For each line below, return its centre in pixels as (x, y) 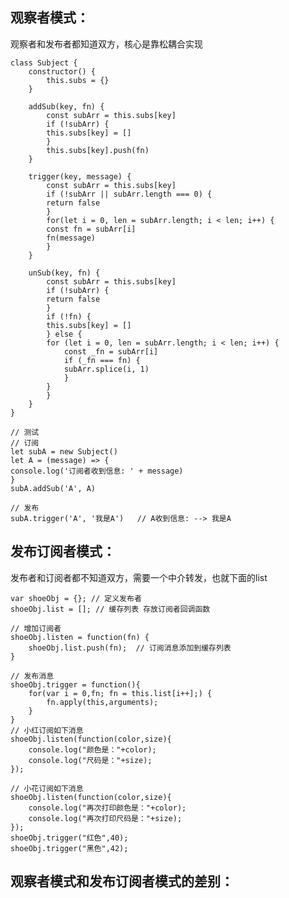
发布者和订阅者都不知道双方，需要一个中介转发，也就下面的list (139, 577)
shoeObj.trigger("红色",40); (69, 838)
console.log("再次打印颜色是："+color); (107, 808)
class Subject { (44, 63)
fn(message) (71, 238)
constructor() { (62, 71)
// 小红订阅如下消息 (47, 730)
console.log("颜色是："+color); (92, 749)
